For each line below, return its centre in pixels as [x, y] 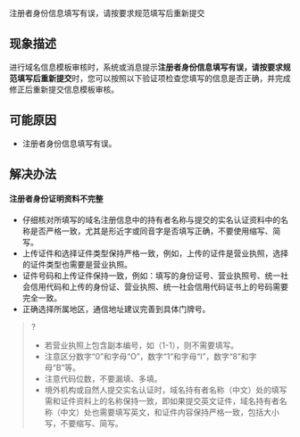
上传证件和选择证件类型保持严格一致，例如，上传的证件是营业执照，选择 [155, 253]
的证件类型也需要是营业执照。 [77, 265]
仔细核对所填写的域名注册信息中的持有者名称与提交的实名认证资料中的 [151, 220]
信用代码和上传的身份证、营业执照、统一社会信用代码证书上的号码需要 [159, 287]
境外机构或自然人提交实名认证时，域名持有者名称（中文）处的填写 [166, 390]
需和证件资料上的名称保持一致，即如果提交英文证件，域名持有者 [162, 401]
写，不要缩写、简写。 [83, 424]
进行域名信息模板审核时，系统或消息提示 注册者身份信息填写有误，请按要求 [146, 67]
